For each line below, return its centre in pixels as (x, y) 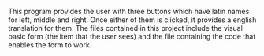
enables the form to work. (50, 45)
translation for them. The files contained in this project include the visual (125, 28)
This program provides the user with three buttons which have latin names (129, 11)
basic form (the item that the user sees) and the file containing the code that (132, 36)
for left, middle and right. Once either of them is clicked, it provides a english (132, 20)
